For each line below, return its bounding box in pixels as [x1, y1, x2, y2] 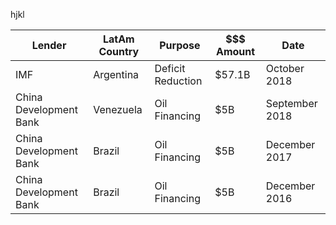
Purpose [159, 39, 201, 52]
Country [98, 45, 140, 58]
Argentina [93, 68, 140, 81]
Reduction [154, 74, 203, 88]
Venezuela [93, 103, 143, 116]
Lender [31, 39, 67, 52]
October [265, 62, 305, 75]
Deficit [154, 62, 186, 75]
